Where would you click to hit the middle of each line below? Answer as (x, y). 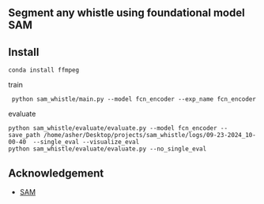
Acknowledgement (56, 173)
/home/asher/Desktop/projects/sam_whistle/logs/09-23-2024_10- (150, 135)
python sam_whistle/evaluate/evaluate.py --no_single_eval (107, 149)
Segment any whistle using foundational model (126, 13)
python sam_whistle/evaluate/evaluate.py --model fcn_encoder (113, 128)
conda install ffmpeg (44, 70)
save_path (25, 135)
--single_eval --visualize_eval (86, 142)
